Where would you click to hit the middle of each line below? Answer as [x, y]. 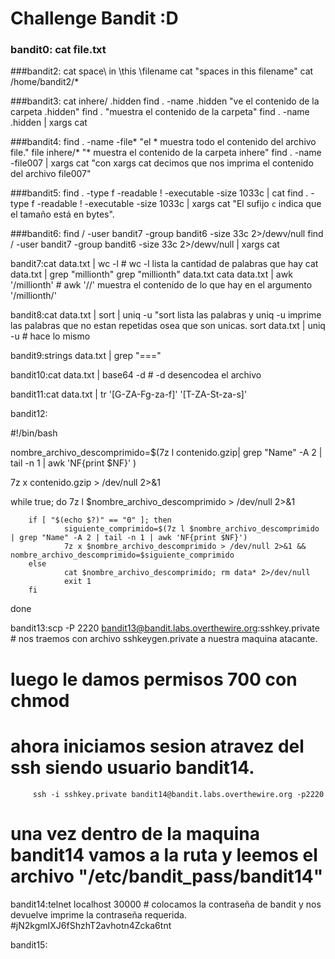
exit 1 [77, 582]
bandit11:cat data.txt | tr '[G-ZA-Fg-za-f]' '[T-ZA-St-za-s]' [129, 394]
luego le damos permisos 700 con [154, 679]
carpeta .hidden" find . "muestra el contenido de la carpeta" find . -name [160, 112]
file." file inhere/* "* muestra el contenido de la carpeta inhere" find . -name [166, 153]
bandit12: [29, 414]
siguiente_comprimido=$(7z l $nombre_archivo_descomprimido [191, 529]
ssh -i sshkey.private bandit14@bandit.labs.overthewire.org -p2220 [178, 794]
